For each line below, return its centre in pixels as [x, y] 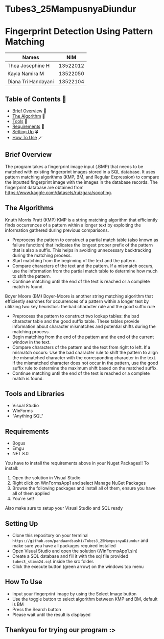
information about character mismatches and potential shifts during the [84, 326]
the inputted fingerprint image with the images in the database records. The [82, 182]
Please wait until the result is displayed [51, 614]
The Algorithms [29, 208]
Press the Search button [36, 609]
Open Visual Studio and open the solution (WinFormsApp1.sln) [75, 551]
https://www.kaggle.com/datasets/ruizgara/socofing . [59, 193]
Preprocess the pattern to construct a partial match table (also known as [85, 240]
